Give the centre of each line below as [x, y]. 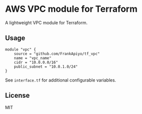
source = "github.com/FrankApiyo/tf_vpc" [57, 54]
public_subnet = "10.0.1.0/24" [46, 67]
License [17, 96]
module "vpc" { [21, 49]
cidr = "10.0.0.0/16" [36, 62]
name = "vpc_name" [33, 58]
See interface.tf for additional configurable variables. [61, 80]
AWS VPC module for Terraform [71, 9]
